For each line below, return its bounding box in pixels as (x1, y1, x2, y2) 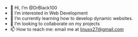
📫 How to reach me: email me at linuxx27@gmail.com (10, 26, 124, 32)
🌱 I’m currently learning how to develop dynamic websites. (10, 15, 133, 21)
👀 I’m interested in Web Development (10, 10, 88, 16)
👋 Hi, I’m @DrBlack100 (10, 5, 58, 10)
